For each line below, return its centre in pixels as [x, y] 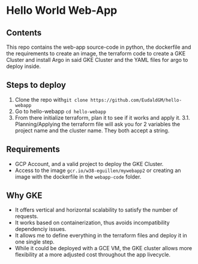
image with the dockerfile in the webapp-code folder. [78, 177]
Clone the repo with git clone [51, 99]
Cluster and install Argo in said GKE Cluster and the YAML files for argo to [97, 60]
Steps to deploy [36, 85]
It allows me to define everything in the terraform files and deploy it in [101, 236]
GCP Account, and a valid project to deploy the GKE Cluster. [89, 164]
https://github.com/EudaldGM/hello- [136, 100]
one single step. [35, 242]
